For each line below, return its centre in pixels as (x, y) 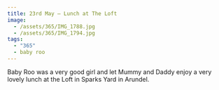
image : (17, 20)
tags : (15, 39)
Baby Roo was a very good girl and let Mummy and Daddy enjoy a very (109, 72)
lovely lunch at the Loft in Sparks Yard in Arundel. (78, 79)
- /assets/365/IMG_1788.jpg (55, 26)
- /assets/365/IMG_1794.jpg (55, 33)
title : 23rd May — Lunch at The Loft (62, 13)
